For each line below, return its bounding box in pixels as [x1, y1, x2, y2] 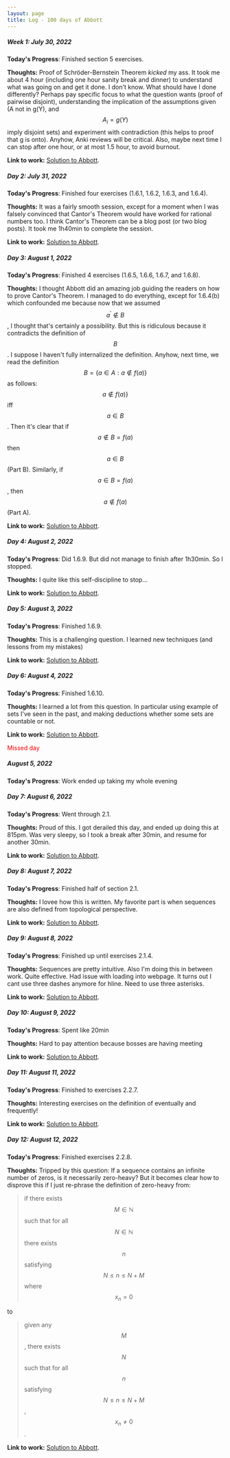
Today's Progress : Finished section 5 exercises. [7, 55, 144, 63]
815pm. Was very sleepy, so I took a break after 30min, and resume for [7, 830, 207, 838]
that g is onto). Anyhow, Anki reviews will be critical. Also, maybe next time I [7, 136, 222, 144]
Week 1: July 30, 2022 [7, 38, 72, 46]
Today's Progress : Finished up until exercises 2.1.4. [7, 951, 153, 960]
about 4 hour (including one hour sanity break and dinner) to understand [7, 76, 213, 84]
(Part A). [7, 508, 31, 516]
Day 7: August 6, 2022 [7, 792, 73, 801]
